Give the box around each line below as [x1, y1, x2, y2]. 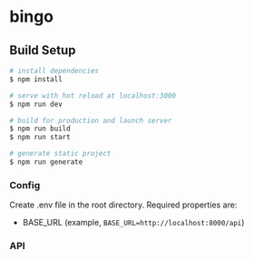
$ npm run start [9, 133, 71, 142]
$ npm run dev [9, 100, 63, 109]
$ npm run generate [9, 158, 83, 167]
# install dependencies [9, 66, 100, 75]
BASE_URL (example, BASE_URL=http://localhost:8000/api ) [22, 217, 245, 228]
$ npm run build [9, 124, 71, 133]
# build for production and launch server [9, 116, 172, 125]
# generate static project [9, 149, 112, 158]
